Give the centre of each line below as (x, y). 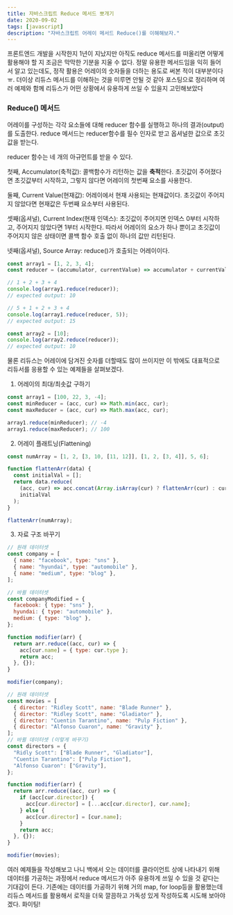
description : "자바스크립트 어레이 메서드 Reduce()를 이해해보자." (94, 33)
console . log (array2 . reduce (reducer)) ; (63, 340)
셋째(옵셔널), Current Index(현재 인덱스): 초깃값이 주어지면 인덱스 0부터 (104, 218)
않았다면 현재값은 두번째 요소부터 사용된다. (72, 204)
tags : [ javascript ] (35, 26)
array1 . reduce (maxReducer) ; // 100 (59, 429)
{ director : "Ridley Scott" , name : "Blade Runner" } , (93, 707)
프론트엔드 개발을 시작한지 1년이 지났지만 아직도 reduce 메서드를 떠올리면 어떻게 (115, 53)
